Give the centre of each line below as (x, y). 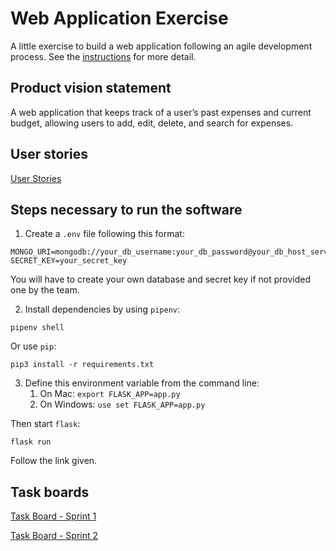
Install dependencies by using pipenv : (102, 309)
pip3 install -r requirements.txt (82, 365)
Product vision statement (91, 88)
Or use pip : (33, 346)
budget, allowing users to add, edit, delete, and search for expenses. (152, 123)
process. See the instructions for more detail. (103, 56)
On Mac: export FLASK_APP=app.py (110, 394)
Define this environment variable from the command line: (142, 383)
